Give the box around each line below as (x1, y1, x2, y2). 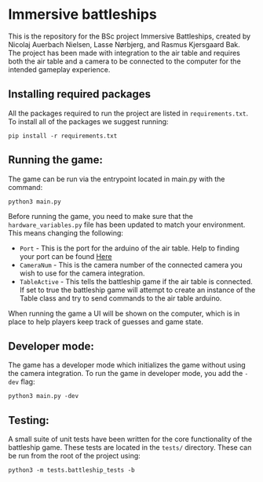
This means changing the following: (8, 228, 124, 237)
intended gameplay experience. (8, 64, 111, 74)
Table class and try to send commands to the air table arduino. (19, 293, 222, 303)
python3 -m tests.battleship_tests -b (8, 466, 135, 474)
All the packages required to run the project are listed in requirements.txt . (8, 108, 249, 118)
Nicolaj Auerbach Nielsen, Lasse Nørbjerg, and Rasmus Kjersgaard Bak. (8, 39, 241, 49)
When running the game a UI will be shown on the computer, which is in (8, 309, 240, 318)
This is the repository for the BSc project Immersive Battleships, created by (8, 31, 251, 41)
